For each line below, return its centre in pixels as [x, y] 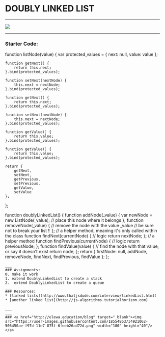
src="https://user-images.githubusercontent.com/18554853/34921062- [77, 322]
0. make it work [22, 274]
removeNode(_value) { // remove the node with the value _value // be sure [79, 226]
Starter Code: [22, 44]
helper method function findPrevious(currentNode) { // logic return [72, 241]
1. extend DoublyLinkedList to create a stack [54, 279]
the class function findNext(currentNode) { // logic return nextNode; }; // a [80, 236]
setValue [23, 192]
